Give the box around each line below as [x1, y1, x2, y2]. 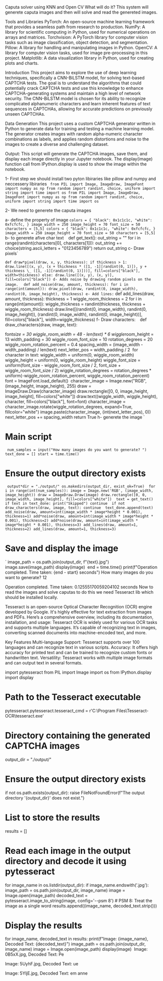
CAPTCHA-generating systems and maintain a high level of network [5, 90, 141, 96]
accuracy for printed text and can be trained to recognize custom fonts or [5, 649, 153, 655]
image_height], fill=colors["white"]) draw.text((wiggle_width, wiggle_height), [5, 394, 158, 399]
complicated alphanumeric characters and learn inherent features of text [5, 101, 151, 106]
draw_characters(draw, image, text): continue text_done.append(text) [5, 505, 153, 510]
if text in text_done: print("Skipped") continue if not [5, 501, 125, 506]
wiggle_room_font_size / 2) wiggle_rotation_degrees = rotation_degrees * [5, 368, 152, 373]
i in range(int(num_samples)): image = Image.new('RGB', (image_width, [5, 488, 153, 493]
